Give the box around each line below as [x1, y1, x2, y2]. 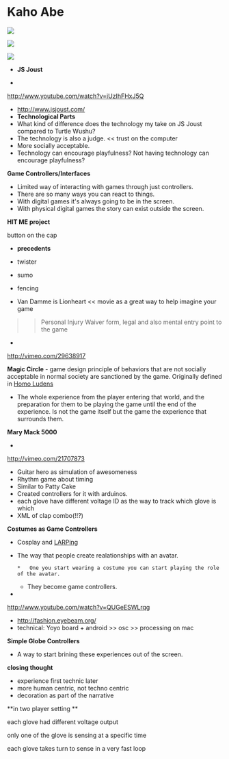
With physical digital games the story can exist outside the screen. [16, 204, 204, 212]
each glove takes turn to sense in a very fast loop [7, 744, 146, 752]
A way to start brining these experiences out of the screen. [16, 650, 183, 658]
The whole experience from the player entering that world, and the [16, 393, 205, 401]
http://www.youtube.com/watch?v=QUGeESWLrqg [7, 603, 150, 611]
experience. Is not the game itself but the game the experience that [16, 407, 207, 415]
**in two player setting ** [7, 704, 79, 712]
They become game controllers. [27, 582, 118, 590]
